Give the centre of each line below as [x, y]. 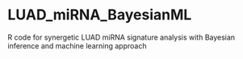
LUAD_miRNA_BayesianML [100, 15]
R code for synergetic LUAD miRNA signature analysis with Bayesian [121, 37]
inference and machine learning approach [77, 45]
